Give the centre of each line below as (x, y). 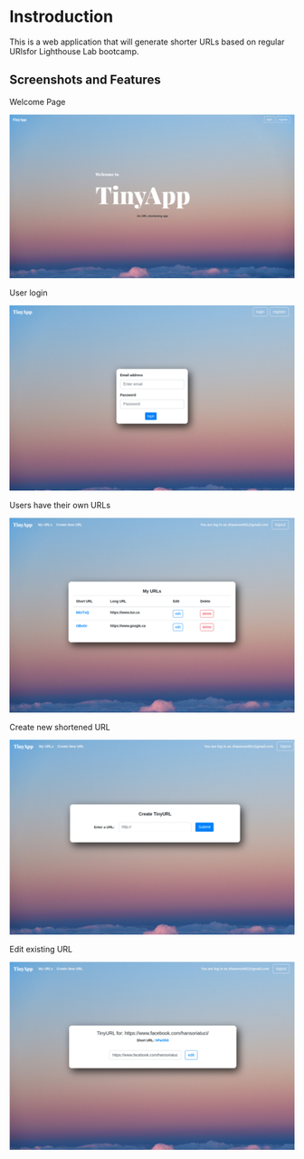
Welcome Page (38, 101)
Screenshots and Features (85, 80)
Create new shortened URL (60, 727)
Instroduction (62, 17)
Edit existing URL (41, 949)
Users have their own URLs (60, 505)
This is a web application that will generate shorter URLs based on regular (147, 42)
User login (28, 293)
